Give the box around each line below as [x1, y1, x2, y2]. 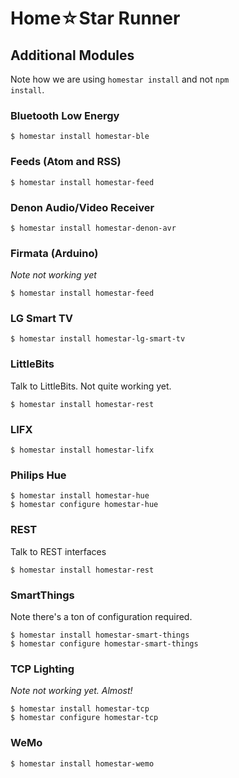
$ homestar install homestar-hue [10, 491, 150, 501]
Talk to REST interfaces [10, 545, 107, 557]
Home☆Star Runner [10, 7, 181, 30]
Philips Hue [10, 468, 67, 482]
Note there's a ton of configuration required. [10, 610, 193, 622]
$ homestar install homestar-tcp [10, 704, 150, 714]
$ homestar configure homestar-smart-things [10, 638, 199, 649]
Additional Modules [10, 47, 135, 64]
